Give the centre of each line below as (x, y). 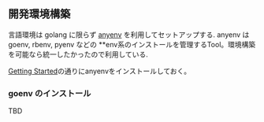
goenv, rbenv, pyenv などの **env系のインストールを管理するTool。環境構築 (132, 44)
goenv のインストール (50, 93)
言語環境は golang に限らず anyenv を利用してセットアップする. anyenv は (129, 35)
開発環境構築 (39, 14)
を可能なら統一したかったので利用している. (78, 54)
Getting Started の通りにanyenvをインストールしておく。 (100, 71)
